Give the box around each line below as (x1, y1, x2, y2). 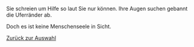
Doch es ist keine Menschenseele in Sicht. (6, 23, 111, 30)
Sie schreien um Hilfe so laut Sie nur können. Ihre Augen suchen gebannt (6, 5, 188, 12)
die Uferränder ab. (6, 11, 52, 18)
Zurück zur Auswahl (6, 35, 56, 41)
